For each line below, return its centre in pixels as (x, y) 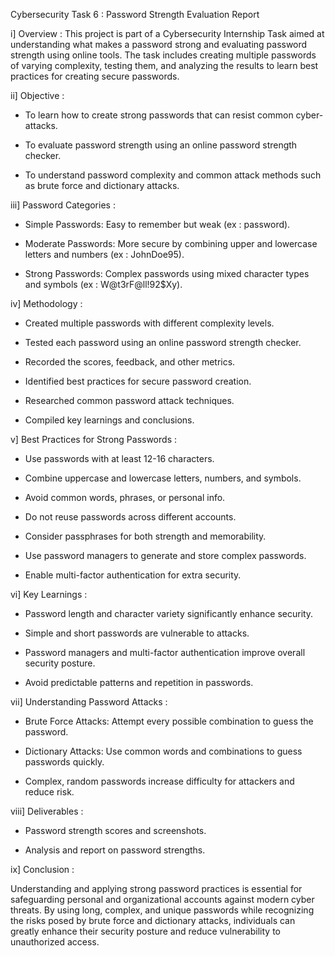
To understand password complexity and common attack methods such (173, 175)
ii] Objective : (37, 95)
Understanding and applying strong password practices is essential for (156, 888)
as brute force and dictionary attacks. (102, 185)
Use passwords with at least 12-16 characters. (119, 458)
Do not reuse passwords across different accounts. (130, 517)
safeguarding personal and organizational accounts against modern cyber (162, 899)
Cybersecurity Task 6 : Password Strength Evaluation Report (135, 14)
